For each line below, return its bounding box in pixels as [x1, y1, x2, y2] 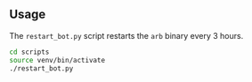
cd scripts [9, 48, 50, 56]
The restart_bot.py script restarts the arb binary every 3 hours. [9, 30, 244, 41]
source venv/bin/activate [9, 56, 105, 64]
